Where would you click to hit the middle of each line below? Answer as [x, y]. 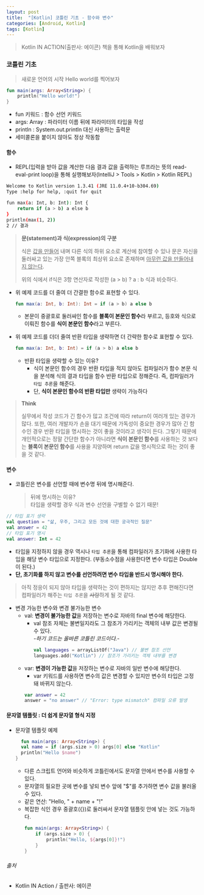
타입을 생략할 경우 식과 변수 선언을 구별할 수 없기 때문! [94, 505]
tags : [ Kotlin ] [26, 29]
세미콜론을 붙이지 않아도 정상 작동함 [58, 137]
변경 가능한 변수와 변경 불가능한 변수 [58, 607]
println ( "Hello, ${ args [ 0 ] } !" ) [86, 839]
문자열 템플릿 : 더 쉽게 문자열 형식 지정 [51, 715]
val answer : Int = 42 [34, 539]
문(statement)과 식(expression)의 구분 [69, 238]
